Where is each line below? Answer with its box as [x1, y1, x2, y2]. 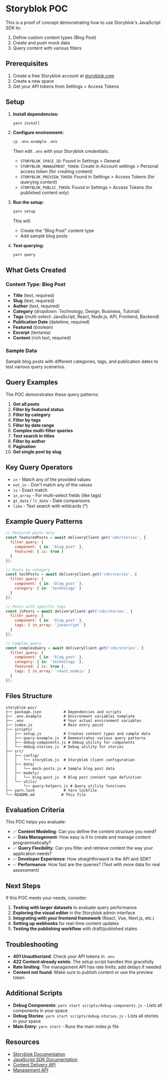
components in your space [12, 1007, 68, 1013]
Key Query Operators [5, 463, 73, 471]
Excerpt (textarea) [12, 329, 51, 335]
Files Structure [5, 692, 53, 700]
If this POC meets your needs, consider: [5, 895, 87, 901]
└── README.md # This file [5, 792, 86, 797]
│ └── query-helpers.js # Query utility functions [5, 783, 126, 788]
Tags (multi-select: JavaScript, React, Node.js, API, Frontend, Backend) [12, 313, 160, 319]
